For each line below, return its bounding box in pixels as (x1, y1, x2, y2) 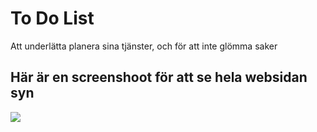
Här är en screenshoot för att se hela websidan (10, 69, 308, 86)
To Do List (10, 7, 95, 30)
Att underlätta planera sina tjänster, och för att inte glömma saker (10, 40, 278, 52)
